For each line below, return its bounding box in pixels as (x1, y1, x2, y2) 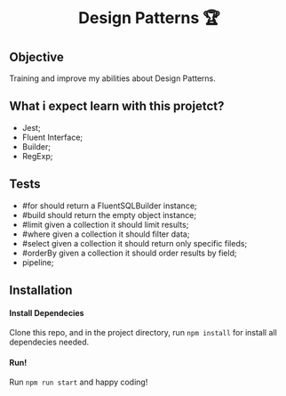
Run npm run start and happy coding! (9, 376, 148, 388)
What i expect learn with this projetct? (9, 99, 225, 114)
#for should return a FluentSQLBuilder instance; (21, 200, 197, 211)
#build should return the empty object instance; (21, 209, 197, 220)
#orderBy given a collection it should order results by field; (21, 247, 237, 258)
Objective (9, 49, 65, 64)
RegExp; (21, 150, 53, 161)
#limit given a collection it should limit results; (21, 219, 189, 230)
